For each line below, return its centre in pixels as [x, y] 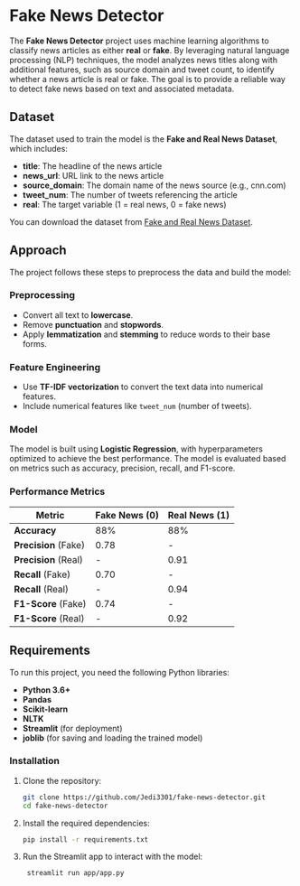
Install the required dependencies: [86, 823]
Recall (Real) [42, 589]
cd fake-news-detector [65, 806]
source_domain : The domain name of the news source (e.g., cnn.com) [154, 185]
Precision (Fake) [50, 545]
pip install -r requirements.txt [85, 839]
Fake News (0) [127, 515]
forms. [35, 343]
